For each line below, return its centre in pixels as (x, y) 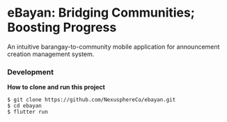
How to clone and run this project (56, 87)
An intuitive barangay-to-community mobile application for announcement (113, 46)
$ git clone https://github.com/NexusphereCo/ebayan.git (92, 100)
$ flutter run (28, 112)
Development (31, 72)
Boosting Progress (62, 27)
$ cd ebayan (24, 106)
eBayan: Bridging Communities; (101, 13)
